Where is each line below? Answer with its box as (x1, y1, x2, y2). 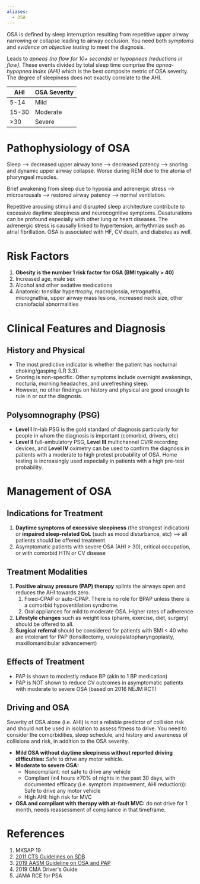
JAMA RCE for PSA (15, 871, 62, 879)
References (7, 827, 65, 840)
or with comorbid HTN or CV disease (15, 550, 106, 557)
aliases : (7, 8, 28, 15)
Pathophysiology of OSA (7, 141, 131, 155)
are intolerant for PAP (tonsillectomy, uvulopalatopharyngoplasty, (15, 633, 174, 640)
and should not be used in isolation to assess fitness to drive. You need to (7, 725, 188, 732)
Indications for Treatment (7, 508, 103, 519)
